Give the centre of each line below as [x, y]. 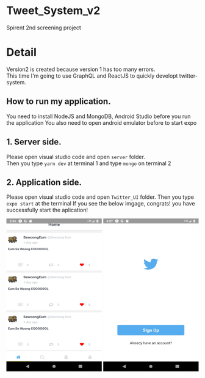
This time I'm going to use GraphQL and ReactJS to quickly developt [92, 76]
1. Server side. [34, 142]
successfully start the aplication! [47, 210]
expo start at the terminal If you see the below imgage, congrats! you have [101, 204]
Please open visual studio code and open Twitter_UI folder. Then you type [100, 197]
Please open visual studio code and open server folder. [76, 157]
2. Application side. [44, 182]
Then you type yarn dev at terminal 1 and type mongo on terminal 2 [89, 163]
